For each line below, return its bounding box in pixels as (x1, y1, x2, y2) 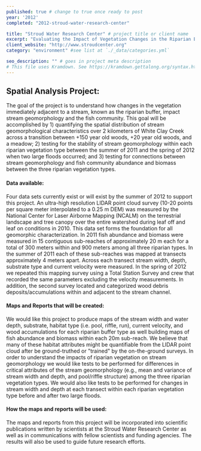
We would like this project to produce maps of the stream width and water (6, 315, 188, 323)
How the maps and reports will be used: (6, 405, 107, 413)
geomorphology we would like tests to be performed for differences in (6, 360, 179, 367)
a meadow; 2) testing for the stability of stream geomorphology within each (6, 140, 193, 148)
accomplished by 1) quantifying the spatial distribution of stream (6, 121, 165, 128)
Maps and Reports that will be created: (6, 302, 105, 309)
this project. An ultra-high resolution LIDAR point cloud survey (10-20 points (6, 199, 193, 206)
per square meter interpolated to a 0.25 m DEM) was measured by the (6, 205, 179, 213)
